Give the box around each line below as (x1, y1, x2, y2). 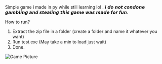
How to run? (5, 19, 30, 25)
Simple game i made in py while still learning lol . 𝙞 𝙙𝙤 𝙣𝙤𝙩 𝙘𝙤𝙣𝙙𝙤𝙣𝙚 (5, 4, 145, 10)
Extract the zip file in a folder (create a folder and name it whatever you (12, 29, 158, 34)
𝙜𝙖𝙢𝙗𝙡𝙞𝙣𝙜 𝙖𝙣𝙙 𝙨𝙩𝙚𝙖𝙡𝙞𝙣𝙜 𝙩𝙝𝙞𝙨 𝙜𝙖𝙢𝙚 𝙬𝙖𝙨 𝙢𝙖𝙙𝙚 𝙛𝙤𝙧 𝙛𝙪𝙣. (5, 9, 128, 15)
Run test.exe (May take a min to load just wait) (12, 39, 107, 45)
